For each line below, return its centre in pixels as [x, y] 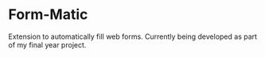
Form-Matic [48, 15]
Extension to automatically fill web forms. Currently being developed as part [132, 36]
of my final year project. [47, 44]
